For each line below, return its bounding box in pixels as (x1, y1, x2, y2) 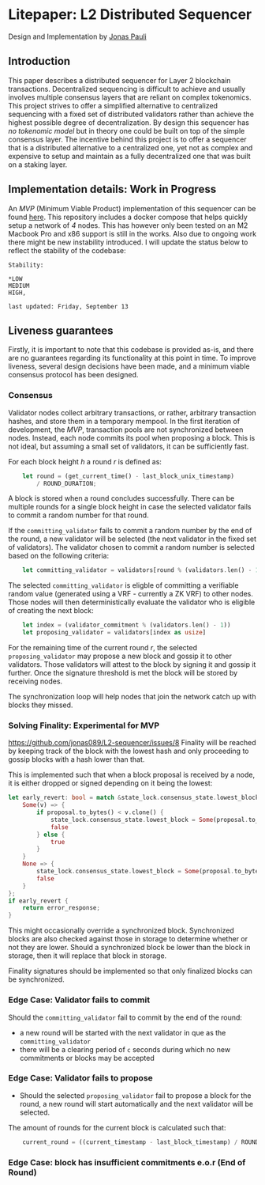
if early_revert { (8, 896, 69, 905)
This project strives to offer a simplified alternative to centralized (8, 100, 218, 110)
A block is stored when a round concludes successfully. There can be (8, 494, 235, 503)
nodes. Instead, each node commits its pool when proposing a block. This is (8, 433, 256, 442)
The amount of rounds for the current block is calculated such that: (8, 1123, 226, 1132)
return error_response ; (22, 904, 101, 912)
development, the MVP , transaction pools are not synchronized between (8, 425, 244, 434)
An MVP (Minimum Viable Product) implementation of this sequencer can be (8, 203, 256, 213)
